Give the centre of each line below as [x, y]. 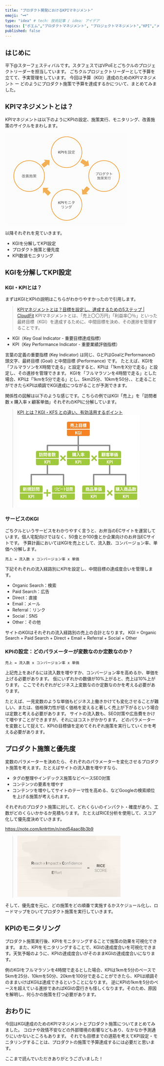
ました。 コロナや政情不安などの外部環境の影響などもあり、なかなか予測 [78, 1030]
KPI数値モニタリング [33, 255]
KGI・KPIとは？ [24, 288]
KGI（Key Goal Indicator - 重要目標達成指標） [58, 338]
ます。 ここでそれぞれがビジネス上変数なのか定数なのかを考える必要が [80, 685]
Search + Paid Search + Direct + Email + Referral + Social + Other [71, 638]
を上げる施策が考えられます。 [42, 796]
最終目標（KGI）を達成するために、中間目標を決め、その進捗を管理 [85, 322]
